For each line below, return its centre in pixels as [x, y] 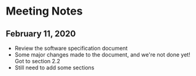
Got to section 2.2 [37, 61]
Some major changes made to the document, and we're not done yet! [103, 55]
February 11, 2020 [41, 34]
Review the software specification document [71, 48]
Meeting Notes [44, 11]
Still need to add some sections [54, 67]
